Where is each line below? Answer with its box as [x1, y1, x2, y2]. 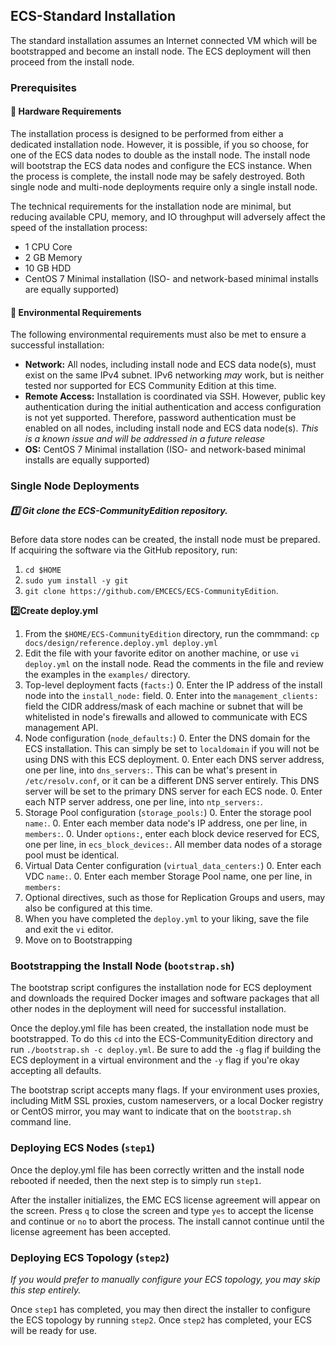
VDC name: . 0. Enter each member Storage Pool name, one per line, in [24, 870, 313, 883]
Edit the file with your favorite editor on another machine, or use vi [24, 647, 300, 659]
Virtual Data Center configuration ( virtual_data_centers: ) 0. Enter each [24, 860, 322, 872]
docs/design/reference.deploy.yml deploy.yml [24, 639, 218, 649]
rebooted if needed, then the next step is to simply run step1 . [10, 1174, 262, 1186]
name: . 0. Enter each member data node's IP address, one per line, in [24, 817, 308, 829]
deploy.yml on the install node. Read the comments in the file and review [24, 658, 324, 670]
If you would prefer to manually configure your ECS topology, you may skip [10, 1273, 321, 1285]
